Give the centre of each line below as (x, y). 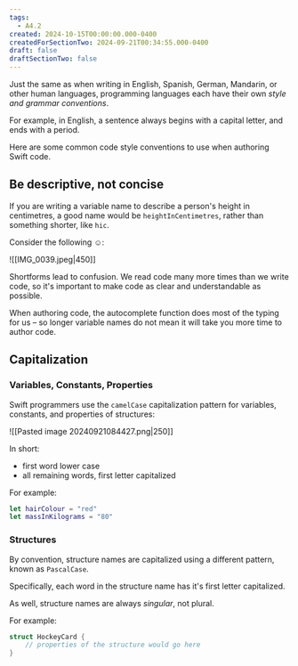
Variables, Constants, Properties (81, 386)
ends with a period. (44, 130)
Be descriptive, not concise (87, 185)
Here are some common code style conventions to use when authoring (139, 147)
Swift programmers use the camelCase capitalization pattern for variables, (143, 404)
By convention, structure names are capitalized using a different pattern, (142, 559)
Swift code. (30, 156)
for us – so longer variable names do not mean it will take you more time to (146, 322)
